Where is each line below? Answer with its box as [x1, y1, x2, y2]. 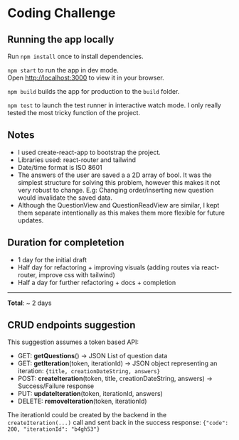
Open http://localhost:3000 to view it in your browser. [7, 73, 165, 82]
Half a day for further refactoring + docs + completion [17, 278, 176, 286]
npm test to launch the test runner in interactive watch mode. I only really [7, 101, 222, 109]
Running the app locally [7, 33, 115, 45]
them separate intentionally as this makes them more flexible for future [17, 208, 225, 217]
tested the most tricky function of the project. [7, 109, 141, 117]
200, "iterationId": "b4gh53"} [7, 426, 100, 433]
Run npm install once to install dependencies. [7, 52, 144, 60]
